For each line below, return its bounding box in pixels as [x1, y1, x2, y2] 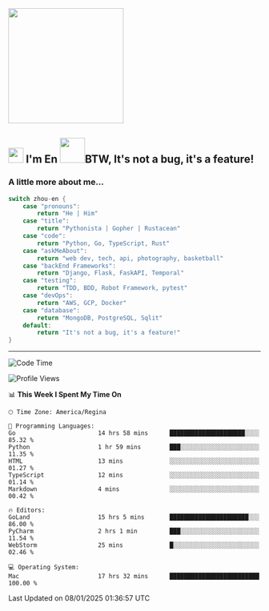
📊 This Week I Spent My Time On [8, 390, 122, 400]
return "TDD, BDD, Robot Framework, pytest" [37, 284, 188, 292]
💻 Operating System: [8, 564, 80, 572]
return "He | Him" [37, 210, 98, 218]
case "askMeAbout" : [22, 247, 88, 255]
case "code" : [22, 232, 66, 240]
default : [22, 321, 52, 329]
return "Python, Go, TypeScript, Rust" [37, 239, 171, 247]
